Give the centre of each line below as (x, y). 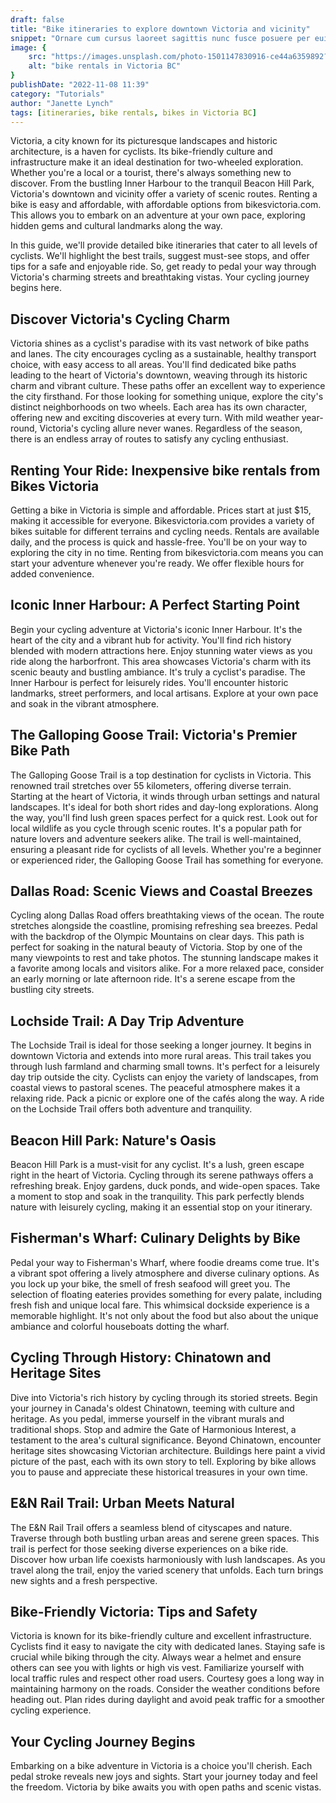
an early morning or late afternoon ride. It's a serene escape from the (153, 979)
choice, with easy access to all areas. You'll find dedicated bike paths (153, 365)
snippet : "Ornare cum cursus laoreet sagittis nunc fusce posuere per (160, 38)
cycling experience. (51, 1710)
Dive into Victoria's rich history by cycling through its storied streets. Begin (164, 1397)
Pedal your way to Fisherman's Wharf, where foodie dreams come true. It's (165, 1262)
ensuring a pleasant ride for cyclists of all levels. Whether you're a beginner (166, 849)
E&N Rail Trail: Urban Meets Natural (122, 1503)
